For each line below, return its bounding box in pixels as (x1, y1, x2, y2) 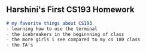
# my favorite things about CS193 (6, 20, 93, 26)
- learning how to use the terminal (6, 26, 98, 32)
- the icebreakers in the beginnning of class (6, 31, 124, 37)
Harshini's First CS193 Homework (6, 5, 135, 15)
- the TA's (6, 42, 34, 48)
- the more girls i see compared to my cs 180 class (6, 37, 141, 43)
